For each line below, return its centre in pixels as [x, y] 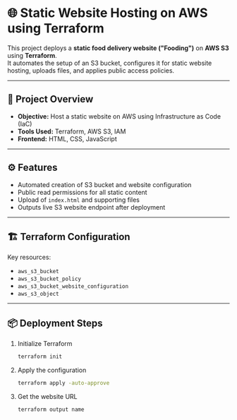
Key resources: [29, 257]
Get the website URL [47, 396]
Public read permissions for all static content [82, 192]
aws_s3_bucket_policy [49, 279]
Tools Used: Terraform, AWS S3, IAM [72, 131]
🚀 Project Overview [50, 99]
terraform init [40, 357]
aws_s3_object [38, 294]
